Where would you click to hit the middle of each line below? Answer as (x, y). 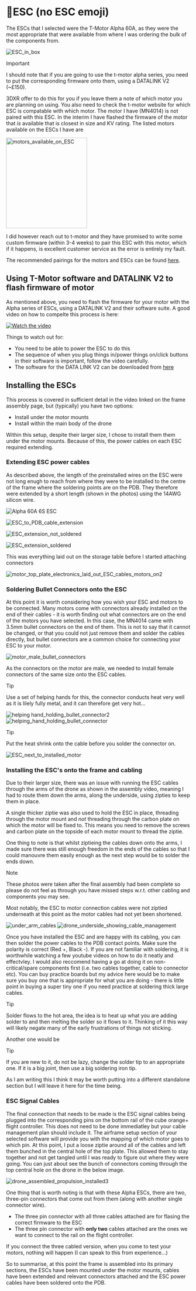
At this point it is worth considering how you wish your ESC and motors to (94, 602)
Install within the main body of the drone (63, 423)
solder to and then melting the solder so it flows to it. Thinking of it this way (97, 1022)
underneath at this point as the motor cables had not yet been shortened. (94, 914)
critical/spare (22, 968)
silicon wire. (20, 499)
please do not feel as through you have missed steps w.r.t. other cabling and (98, 891)
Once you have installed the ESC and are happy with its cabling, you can (93, 937)
